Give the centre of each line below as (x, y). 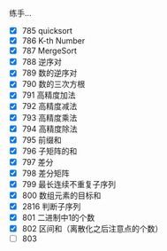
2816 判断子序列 (51, 206)
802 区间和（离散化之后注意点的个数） (92, 229)
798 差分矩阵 (46, 173)
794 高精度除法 (49, 129)
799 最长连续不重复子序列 (69, 184)
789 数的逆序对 (49, 73)
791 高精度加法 (49, 95)
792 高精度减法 (49, 106)
